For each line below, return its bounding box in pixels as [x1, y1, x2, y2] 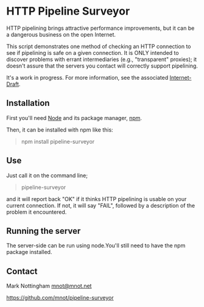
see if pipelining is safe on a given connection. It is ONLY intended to [6, 49, 179, 56]
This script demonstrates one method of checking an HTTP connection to [6, 43, 191, 50]
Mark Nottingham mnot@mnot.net [6, 282, 92, 290]
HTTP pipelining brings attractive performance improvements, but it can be [6, 24, 195, 32]
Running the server [6, 225, 81, 236]
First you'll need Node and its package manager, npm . [6, 114, 142, 121]
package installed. [6, 249, 52, 256]
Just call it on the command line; [6, 172, 88, 179]
